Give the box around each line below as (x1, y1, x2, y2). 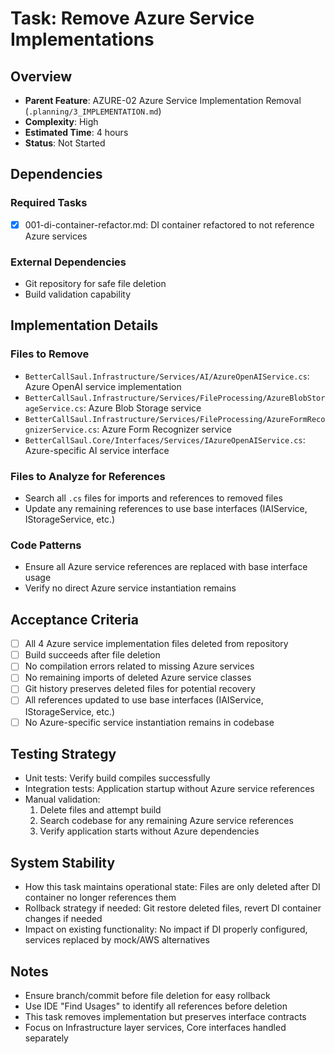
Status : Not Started (24, 137, 106, 149)
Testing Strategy (10, 745, 117, 762)
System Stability (10, 854, 116, 871)
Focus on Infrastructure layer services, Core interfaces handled (24, 1022, 287, 1034)
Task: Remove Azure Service (10, 7, 255, 30)
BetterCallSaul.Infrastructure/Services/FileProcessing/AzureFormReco (24, 414, 326, 424)
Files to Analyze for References (10, 469, 166, 483)
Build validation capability (24, 288, 132, 301)
